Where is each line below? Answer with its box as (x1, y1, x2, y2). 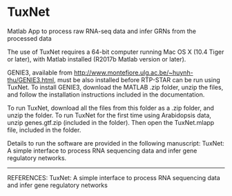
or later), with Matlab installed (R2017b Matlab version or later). (7, 55, 186, 63)
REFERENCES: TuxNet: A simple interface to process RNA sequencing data (7, 173, 221, 182)
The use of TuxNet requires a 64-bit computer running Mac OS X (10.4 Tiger (7, 48, 224, 56)
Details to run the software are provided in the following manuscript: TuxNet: (7, 139, 224, 147)
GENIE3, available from (7, 68, 72, 77)
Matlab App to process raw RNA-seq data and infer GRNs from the (7, 27, 197, 35)
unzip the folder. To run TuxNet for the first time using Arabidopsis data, (7, 111, 212, 119)
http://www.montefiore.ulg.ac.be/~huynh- (73, 68, 193, 77)
